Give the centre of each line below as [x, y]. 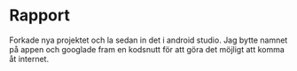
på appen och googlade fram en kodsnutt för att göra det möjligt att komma [147, 49]
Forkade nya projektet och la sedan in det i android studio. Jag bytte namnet [148, 40]
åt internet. [29, 59]
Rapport [40, 16]
